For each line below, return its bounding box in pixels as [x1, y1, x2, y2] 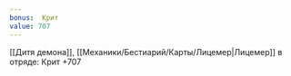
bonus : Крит [9, 13, 59, 23]
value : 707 [9, 22, 51, 31]
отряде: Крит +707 [9, 56, 82, 67]
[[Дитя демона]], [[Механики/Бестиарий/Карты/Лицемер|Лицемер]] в [9, 46, 283, 57]
